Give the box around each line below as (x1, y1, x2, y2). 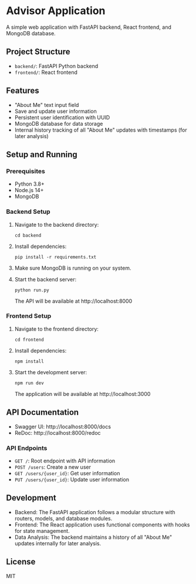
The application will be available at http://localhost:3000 (14, 390, 151, 397)
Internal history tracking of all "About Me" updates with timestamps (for (14, 126, 188, 133)
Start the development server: (14, 368, 87, 375)
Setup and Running (6, 149, 77, 159)
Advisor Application (6, 4, 106, 18)
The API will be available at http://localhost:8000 (14, 297, 133, 304)
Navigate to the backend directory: (14, 221, 99, 228)
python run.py (14, 287, 49, 293)
